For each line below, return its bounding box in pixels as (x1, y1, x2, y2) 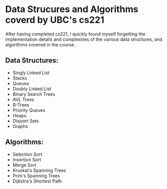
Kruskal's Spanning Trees (12, 167, 66, 173)
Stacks (12, 75, 27, 81)
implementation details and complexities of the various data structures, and (5, 36, 162, 42)
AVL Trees (12, 96, 34, 102)
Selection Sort (12, 151, 43, 157)
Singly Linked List (12, 70, 50, 76)
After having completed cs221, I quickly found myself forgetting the (5, 31, 146, 37)
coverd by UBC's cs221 (5, 14, 105, 26)
